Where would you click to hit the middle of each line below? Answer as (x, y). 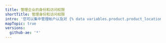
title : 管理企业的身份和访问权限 (35, 10)
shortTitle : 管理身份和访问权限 (35, 14)
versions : (15, 28)
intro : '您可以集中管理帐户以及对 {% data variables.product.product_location (83, 19)
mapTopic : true (21, 23)
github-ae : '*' (25, 33)
